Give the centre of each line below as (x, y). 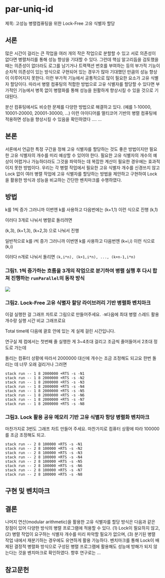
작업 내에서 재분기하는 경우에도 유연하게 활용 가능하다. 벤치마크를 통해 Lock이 (80, 541)
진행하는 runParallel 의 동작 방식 (48, 278)
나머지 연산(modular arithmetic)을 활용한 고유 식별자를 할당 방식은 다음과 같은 (80, 522)
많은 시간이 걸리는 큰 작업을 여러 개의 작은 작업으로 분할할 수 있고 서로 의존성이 (81, 53)
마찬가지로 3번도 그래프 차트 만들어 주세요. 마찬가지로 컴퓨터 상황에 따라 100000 (82, 429)
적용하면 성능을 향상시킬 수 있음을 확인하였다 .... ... (53, 119)
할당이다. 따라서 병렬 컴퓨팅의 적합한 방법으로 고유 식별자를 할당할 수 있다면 (82, 84)
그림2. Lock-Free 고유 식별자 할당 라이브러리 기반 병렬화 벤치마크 (78, 303)
